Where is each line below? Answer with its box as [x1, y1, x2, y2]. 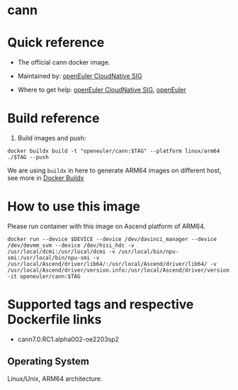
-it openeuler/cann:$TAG [7, 273, 81, 280]
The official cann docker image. [17, 58, 110, 67]
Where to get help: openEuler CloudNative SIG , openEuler [17, 86, 186, 94]
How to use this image [7, 199, 140, 215]
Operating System [7, 355, 90, 367]
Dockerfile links [7, 311, 102, 328]
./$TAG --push [7, 154, 50, 161]
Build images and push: [17, 134, 86, 143]
